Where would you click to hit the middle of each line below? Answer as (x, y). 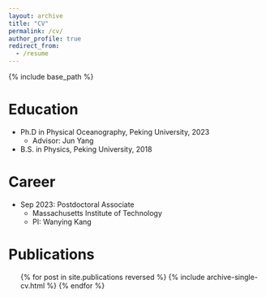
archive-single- (232, 277)
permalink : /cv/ (36, 31)
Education (43, 110)
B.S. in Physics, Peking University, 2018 (86, 149)
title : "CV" (28, 24)
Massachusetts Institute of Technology (97, 213)
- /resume (32, 54)
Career (32, 182)
